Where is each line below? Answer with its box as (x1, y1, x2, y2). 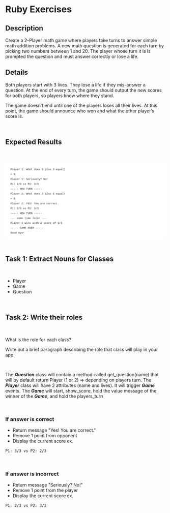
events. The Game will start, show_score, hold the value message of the (5, 387, 157, 394)
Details (5, 68, 28, 77)
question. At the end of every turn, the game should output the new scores (5, 87, 162, 93)
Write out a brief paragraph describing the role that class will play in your (5, 346, 158, 352)
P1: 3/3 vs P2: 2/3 (5, 448, 47, 454)
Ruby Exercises (5, 4, 72, 15)
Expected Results (5, 138, 62, 146)
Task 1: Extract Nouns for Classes (5, 254, 114, 263)
